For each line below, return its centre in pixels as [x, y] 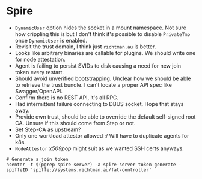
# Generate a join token [37, 159]
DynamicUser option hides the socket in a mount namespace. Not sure [100, 28]
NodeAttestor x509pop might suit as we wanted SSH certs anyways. [99, 148]
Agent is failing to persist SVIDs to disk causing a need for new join [98, 66]
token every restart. [39, 72]
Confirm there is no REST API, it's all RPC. [67, 98]
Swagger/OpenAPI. [39, 91]
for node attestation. [40, 59]
